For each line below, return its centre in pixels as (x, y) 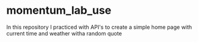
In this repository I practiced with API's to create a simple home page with (99, 27)
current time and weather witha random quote (64, 33)
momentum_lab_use (59, 10)
